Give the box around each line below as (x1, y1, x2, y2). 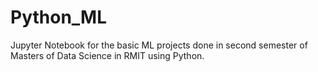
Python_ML (10, 6, 108, 29)
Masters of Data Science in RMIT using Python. (10, 49, 205, 61)
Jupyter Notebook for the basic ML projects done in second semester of (10, 39, 308, 51)
